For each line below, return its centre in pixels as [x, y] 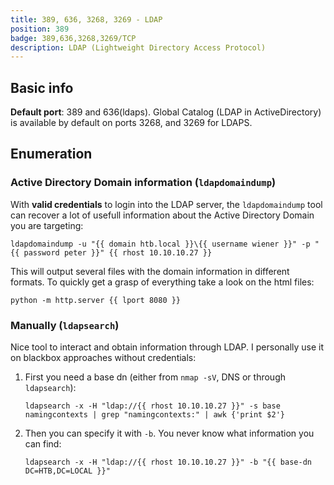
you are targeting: [47, 225]
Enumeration [51, 154]
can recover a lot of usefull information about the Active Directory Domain [162, 215]
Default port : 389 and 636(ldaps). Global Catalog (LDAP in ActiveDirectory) [166, 112]
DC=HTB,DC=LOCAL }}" [67, 471]
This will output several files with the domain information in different [150, 271]
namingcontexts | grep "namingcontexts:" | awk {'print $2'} [155, 415]
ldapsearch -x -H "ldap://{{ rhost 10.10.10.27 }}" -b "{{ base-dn [168, 462]
